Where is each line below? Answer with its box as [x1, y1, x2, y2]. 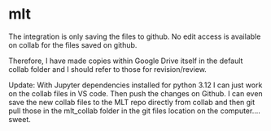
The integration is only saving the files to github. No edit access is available [8, 32, 261, 41]
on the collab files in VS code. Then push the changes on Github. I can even [8, 88, 263, 98]
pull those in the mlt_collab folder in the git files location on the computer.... [8, 106, 260, 116]
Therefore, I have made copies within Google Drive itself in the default [8, 56, 243, 65]
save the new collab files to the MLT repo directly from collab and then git [8, 97, 256, 107]
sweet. [8, 114, 31, 124]
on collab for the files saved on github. [8, 40, 138, 49]
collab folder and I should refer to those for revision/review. [8, 64, 208, 74]
